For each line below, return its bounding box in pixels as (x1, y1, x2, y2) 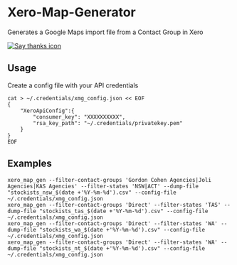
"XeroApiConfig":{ (20, 107, 75, 114)
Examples (7, 158, 52, 170)
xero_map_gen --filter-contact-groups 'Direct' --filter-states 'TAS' (7, 201, 221, 208)
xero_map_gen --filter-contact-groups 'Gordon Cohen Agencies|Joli (7, 176, 212, 183)
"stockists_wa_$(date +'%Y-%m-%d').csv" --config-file (38, 226, 205, 233)
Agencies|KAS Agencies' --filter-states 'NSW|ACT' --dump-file (7, 183, 199, 190)
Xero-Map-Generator (7, 4, 137, 21)
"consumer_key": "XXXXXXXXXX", (33, 113, 126, 121)
